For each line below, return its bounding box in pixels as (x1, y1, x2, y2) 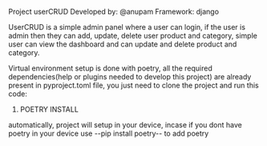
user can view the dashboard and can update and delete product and (8, 39, 237, 49)
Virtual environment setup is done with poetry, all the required (8, 63, 212, 73)
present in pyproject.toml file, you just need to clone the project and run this (8, 80, 259, 90)
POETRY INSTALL (19, 104, 79, 114)
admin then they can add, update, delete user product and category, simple (8, 31, 258, 40)
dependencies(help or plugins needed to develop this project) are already (8, 72, 252, 81)
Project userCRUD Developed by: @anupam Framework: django (8, 7, 219, 16)
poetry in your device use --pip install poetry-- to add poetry (8, 128, 209, 138)
